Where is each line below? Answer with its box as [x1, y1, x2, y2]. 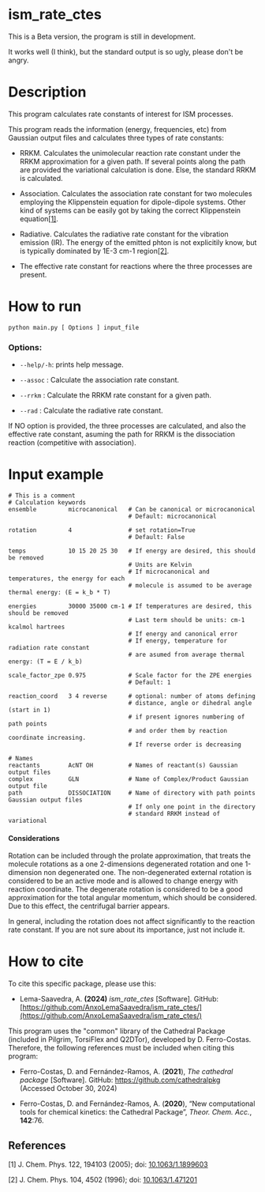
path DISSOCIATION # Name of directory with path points [8, 789, 256, 798]
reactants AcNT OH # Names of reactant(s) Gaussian [8, 761, 238, 770]
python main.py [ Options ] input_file [8, 323, 140, 331]
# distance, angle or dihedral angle [128, 700, 252, 707]
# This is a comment [8, 492, 77, 500]
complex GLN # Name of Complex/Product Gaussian [8, 775, 248, 783]
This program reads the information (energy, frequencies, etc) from [8, 124, 227, 134]
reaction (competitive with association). [8, 438, 136, 447]
